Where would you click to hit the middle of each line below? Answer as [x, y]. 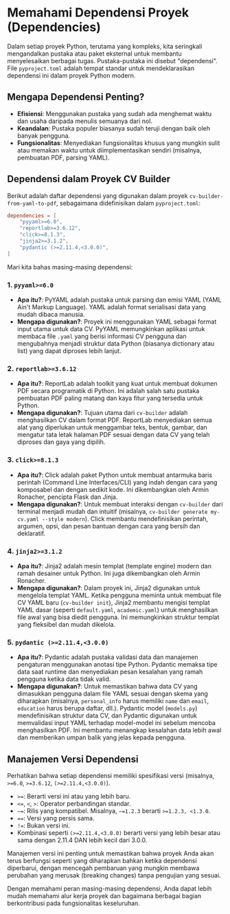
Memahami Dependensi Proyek [98, 13]
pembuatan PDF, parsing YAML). [63, 157]
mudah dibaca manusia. [51, 314]
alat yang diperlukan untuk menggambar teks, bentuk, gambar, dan [112, 427]
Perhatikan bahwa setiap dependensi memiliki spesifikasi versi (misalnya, [111, 775]
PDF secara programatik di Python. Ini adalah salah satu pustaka [108, 391]
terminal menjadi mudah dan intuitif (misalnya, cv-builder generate [112, 511]
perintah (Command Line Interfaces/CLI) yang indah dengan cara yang [117, 482]
